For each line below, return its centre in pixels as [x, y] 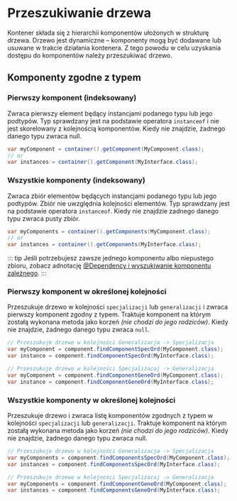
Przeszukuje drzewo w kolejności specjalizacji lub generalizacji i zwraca [118, 307]
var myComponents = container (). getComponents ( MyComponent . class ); [109, 231]
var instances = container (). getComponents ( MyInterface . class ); [104, 245]
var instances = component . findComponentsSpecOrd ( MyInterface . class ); [114, 464]
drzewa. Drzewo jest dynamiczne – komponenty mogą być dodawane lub [115, 40]
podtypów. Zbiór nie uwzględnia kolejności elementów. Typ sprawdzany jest [119, 203]
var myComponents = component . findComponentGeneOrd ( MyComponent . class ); [117, 484]
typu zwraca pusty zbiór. [44, 219]
